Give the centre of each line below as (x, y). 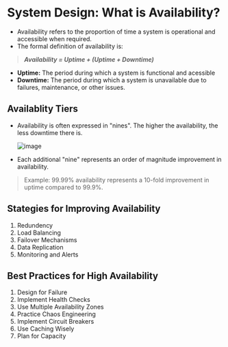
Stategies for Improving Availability (84, 209)
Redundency (35, 225)
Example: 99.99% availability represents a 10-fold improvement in (116, 180)
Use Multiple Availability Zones (60, 307)
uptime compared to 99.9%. (64, 187)
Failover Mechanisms (47, 240)
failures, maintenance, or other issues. (71, 87)
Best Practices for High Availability (83, 276)
